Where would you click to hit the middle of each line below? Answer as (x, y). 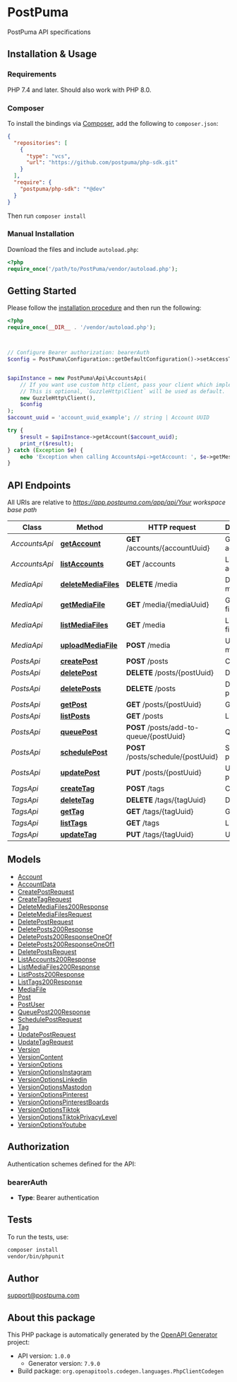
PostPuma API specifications (49, 32)
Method (90, 528)
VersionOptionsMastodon (54, 1087)
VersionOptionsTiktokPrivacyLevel (67, 1117)
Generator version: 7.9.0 (64, 1364)
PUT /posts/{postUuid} (164, 773)
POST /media (148, 646)
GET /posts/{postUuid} (164, 704)
